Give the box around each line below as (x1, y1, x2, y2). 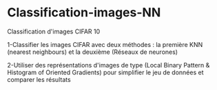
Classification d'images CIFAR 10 (7, 27, 101, 35)
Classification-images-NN (7, 5, 161, 20)
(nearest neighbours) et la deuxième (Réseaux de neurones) (7, 48, 178, 56)
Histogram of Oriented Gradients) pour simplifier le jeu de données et (7, 68, 204, 76)
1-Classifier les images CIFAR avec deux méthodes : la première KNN (7, 40, 203, 48)
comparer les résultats (7, 75, 71, 83)
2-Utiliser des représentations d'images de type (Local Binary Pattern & (7, 61, 210, 69)
